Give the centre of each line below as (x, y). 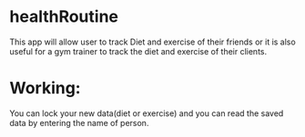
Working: (45, 88)
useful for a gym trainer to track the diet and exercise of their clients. (138, 51)
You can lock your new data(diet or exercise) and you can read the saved (147, 113)
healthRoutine (64, 17)
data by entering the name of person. (79, 122)
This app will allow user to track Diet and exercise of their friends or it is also (152, 42)
